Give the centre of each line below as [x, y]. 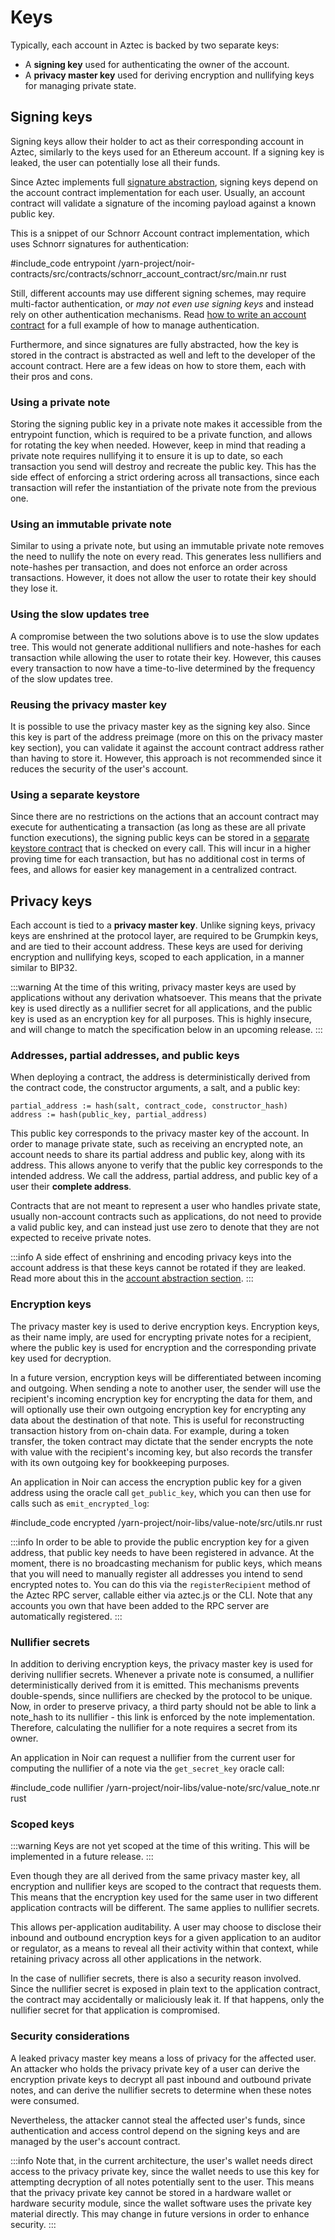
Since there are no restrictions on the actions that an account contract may [165, 817]
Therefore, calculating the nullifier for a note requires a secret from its [154, 1727]
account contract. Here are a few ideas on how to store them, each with [158, 365]
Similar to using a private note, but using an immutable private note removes [167, 546]
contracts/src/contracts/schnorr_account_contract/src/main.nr [139, 273]
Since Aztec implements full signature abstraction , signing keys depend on [164, 182]
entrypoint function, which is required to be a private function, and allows [161, 435]
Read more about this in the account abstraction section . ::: [132, 1278]
